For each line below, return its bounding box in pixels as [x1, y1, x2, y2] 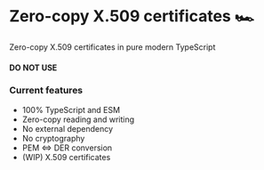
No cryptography [21, 133, 85, 143]
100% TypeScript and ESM [21, 104, 121, 115]
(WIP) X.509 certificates [21, 151, 111, 162]
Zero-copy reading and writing [21, 114, 135, 125]
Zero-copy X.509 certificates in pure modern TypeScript [9, 41, 216, 53]
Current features [9, 85, 84, 97]
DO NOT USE [9, 62, 58, 73]
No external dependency [21, 123, 114, 134]
